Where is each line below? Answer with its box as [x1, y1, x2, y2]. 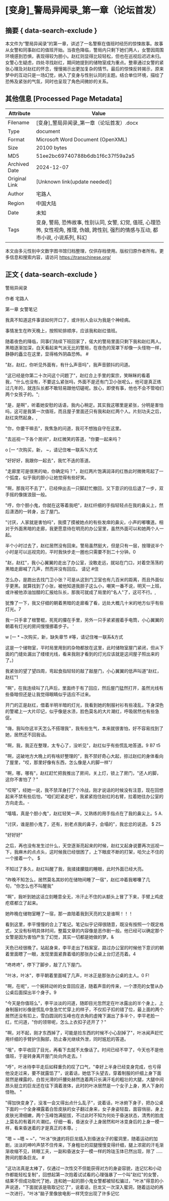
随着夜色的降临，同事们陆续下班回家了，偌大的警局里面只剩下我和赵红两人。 [5, 338, 164, 344]
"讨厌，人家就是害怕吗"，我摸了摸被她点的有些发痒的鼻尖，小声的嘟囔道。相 [5, 519, 164, 525]
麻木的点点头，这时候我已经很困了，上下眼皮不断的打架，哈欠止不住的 [18, 849, 164, 855]
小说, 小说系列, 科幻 [41, 234, 87, 241]
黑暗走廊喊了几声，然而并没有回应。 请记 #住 [5, 566, 99, 572]
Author [8, 190, 24, 197]
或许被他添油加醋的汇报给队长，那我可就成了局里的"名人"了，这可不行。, [5, 589, 156, 595]
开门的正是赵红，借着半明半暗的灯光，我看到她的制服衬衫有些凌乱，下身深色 [5, 702, 164, 708]
